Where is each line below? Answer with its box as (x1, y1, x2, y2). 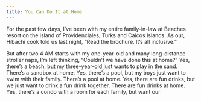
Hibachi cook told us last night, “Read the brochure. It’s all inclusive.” (6, 38, 177, 45)
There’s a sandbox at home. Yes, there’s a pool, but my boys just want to (6, 69, 186, 76)
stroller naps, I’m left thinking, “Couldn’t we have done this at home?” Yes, (6, 56, 190, 63)
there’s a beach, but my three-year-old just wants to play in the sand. (6, 63, 178, 70)
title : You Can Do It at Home (6, 8, 83, 15)
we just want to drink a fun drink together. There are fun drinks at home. (6, 82, 186, 89)
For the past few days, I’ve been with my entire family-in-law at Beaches (6, 25, 186, 32)
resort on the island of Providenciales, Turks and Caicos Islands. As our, (6, 31, 185, 39)
